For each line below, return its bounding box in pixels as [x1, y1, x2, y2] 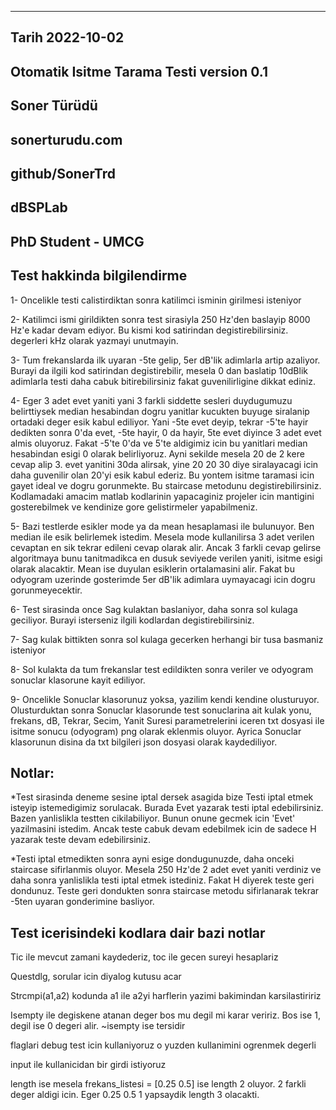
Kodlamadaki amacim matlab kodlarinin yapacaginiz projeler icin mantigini [10, 490, 315, 502]
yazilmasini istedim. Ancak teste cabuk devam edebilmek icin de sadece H [10, 823, 317, 835]
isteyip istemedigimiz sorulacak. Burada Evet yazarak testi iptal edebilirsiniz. [10, 802, 324, 814]
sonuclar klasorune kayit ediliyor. [10, 674, 146, 686]
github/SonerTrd [10, 165, 116, 182]
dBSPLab [10, 199, 68, 216]
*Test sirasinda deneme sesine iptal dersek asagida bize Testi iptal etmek [10, 791, 314, 803]
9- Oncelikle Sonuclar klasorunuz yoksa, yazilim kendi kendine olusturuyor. [10, 693, 320, 705]
